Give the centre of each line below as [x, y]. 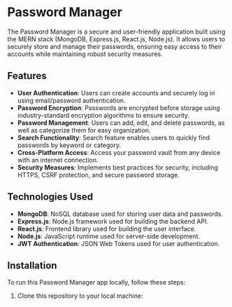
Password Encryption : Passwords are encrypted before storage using [118, 108]
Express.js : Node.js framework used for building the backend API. [113, 221]
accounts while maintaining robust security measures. [85, 54]
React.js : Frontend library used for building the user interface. [107, 228]
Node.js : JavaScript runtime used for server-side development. [109, 236]
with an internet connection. [58, 160]
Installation [32, 265]
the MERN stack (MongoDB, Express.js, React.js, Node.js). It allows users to [116, 39]
